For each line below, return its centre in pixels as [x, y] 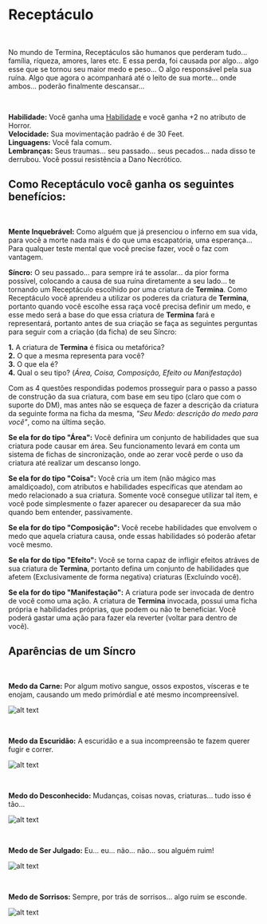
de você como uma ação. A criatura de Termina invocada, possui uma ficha [133, 600]
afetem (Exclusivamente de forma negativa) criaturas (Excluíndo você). [125, 576]
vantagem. [26, 257]
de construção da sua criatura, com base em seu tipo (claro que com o [125, 396]
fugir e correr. [31, 749]
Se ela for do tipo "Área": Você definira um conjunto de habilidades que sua [133, 437]
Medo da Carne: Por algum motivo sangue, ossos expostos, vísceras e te [129, 686]
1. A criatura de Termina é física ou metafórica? [86, 347]
